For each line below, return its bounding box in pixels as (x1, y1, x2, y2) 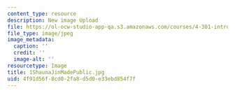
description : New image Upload (7, 17, 99, 24)
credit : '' (13, 50, 45, 57)
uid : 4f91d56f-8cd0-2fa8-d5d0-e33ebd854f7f (7, 75, 136, 83)
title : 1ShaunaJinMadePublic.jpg (7, 69, 105, 76)
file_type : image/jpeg (7, 29, 73, 37)
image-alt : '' (13, 56, 55, 63)
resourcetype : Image (7, 62, 68, 69)
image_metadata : (7, 36, 55, 43)
